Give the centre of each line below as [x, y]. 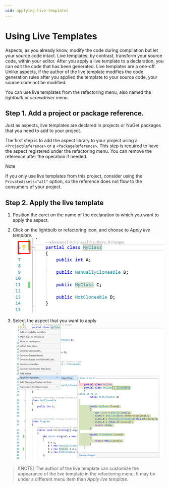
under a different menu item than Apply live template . [73, 479]
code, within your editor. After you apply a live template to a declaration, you [84, 61]
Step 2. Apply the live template [54, 202]
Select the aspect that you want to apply [54, 321]
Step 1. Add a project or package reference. [75, 113]
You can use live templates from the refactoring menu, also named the [78, 92]
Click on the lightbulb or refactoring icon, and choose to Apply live [81, 230]
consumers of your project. [34, 187]
